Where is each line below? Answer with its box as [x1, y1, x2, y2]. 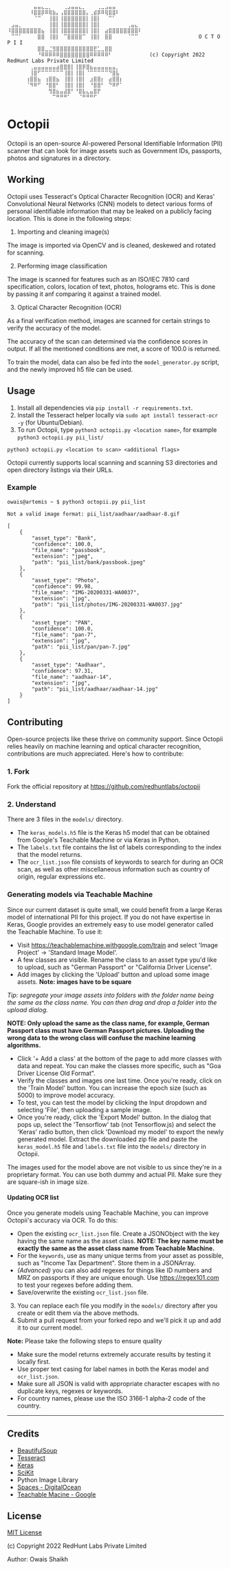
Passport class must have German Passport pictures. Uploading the [7, 1026, 205, 1034]
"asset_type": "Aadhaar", [32, 661, 107, 669]
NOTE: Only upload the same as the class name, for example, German [7, 1018, 210, 1027]
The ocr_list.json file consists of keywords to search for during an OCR [16, 858, 223, 866]
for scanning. [7, 248, 45, 257]
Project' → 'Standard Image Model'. [16, 948, 118, 956]
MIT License [7, 1528, 43, 1537]
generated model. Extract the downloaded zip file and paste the [16, 1135, 198, 1143]
